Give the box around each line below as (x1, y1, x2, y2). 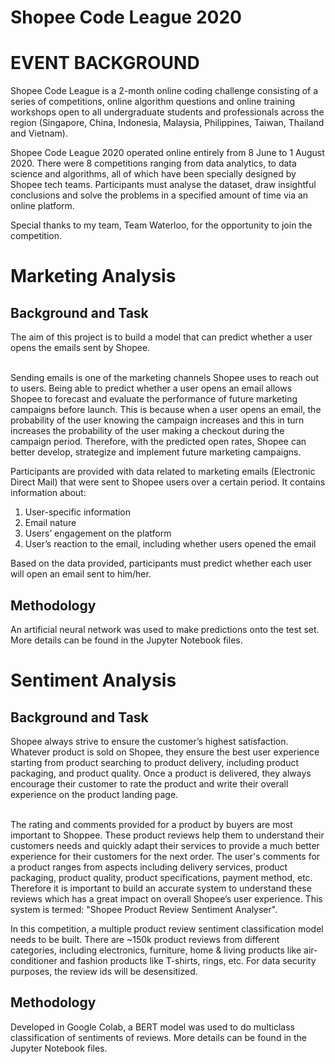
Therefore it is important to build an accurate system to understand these (10, 882, 312, 894)
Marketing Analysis (10, 265, 177, 288)
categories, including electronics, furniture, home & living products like (10, 944, 302, 956)
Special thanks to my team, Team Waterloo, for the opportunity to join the (10, 219, 313, 231)
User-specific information (24, 506, 132, 518)
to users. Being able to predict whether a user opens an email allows (10, 382, 293, 395)
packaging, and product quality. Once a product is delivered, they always (10, 767, 312, 779)
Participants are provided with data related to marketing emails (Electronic (10, 466, 316, 478)
